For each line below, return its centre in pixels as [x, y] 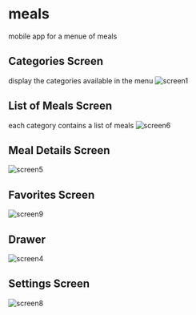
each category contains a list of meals [71, 125]
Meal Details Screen [59, 150]
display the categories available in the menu [81, 80]
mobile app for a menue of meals [63, 36]
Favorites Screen [52, 194]
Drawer [27, 239]
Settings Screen [49, 284]
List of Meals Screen [60, 106]
